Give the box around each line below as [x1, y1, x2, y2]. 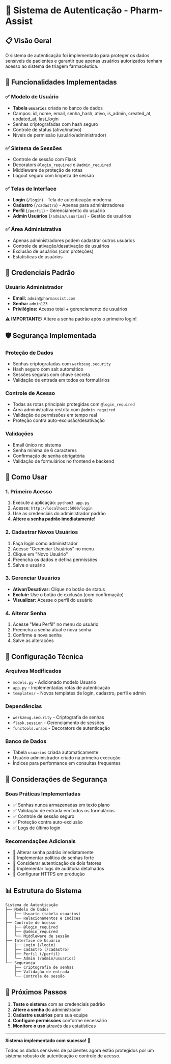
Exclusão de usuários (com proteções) [12, 248, 94, 254]
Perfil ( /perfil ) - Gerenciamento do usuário [12, 207, 105, 214]
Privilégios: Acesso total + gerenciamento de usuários [12, 306, 128, 312]
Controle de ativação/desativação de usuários [12, 243, 109, 249]
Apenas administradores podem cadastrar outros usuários [12, 237, 135, 244]
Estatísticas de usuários [12, 253, 63, 259]
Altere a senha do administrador [12, 1006, 81, 1013]
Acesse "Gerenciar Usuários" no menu [12, 545, 94, 552]
